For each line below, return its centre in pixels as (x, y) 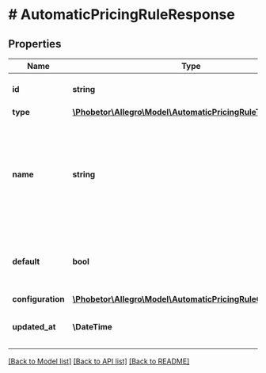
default (26, 261)
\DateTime (92, 327)
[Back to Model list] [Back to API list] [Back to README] (99, 361)
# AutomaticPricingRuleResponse (122, 15)
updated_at (34, 327)
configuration (38, 299)
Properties (35, 44)
